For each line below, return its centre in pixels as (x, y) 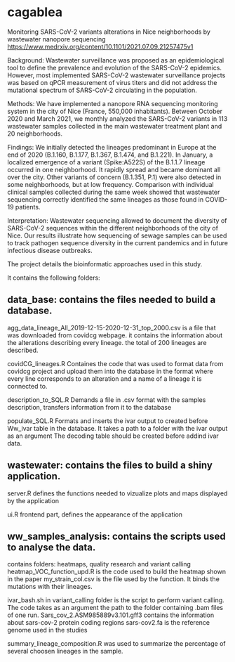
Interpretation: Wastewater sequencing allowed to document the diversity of (117, 220)
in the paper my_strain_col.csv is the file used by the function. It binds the (113, 579)
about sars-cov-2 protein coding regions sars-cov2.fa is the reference (109, 623)
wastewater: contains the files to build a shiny (110, 466)
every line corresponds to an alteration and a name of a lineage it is (105, 378)
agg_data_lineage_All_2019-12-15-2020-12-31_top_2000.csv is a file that (112, 327)
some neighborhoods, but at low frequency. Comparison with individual (110, 184)
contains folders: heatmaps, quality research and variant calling (99, 564)
